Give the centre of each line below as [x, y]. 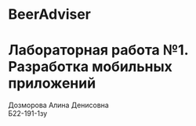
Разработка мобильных [90, 67]
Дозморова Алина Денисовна [59, 105]
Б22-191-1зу [28, 113]
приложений [52, 83]
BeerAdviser [50, 14]
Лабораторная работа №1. [98, 50]
